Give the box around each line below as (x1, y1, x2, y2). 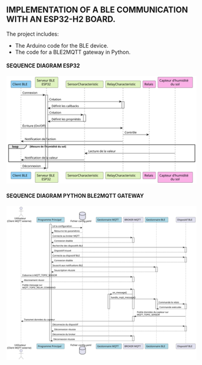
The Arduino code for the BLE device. (14, 42, 109, 49)
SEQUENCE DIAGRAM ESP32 (6, 62, 80, 69)
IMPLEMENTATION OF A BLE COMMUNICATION (6, 5, 188, 15)
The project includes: (6, 30, 59, 37)
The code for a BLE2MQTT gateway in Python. (14, 48, 131, 56)
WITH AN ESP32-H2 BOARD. (6, 14, 116, 25)
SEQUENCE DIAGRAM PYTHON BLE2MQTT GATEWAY (6, 192, 144, 200)
